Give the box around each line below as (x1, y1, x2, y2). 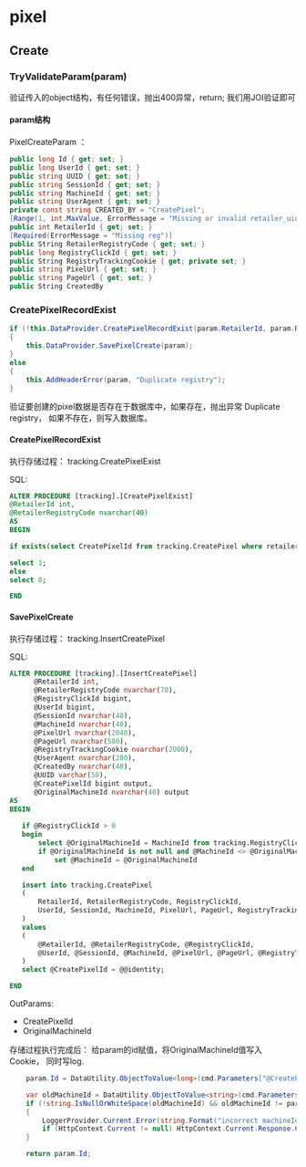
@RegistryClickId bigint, (33, 694, 132, 703)
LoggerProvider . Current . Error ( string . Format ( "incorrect (42, 1116, 259, 1125)
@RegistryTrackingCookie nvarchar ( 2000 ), (33, 745, 194, 755)
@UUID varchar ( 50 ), (33, 771, 107, 780)
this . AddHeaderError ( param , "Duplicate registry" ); (25, 375, 226, 384)
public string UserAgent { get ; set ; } (9, 197, 161, 206)
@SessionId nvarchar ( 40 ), (33, 711, 132, 720)
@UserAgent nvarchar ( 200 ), (33, 754, 137, 763)
